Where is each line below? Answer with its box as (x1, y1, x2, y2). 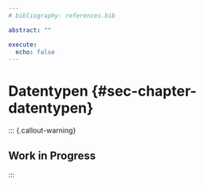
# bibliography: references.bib (8, 11, 116, 20)
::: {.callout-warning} (8, 125, 76, 136)
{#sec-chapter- (91, 82, 197, 101)
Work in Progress (8, 148, 96, 162)
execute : (8, 41, 37, 49)
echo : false (15, 48, 56, 56)
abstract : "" (8, 26, 52, 34)
